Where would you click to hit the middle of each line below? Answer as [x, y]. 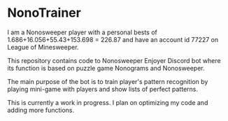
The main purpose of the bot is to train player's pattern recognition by [108, 81]
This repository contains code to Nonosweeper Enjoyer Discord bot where [114, 60]
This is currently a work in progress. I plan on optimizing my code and [108, 102]
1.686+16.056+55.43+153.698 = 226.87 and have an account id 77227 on [113, 39]
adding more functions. [41, 110]
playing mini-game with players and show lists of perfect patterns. [102, 89]
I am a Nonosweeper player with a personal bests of [82, 32]
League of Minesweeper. [43, 47]
